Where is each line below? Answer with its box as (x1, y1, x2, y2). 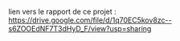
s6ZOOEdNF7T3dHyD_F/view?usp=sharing (8, 24, 152, 33)
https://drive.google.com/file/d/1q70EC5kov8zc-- (8, 15, 172, 25)
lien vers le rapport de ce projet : (8, 7, 117, 16)
